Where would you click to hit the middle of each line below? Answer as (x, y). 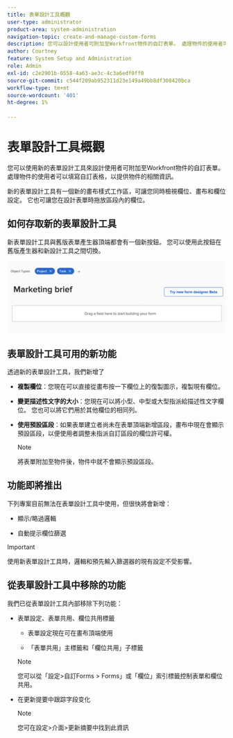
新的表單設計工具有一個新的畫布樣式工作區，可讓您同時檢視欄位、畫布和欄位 (116, 191)
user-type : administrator (44, 22)
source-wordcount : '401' (43, 95)
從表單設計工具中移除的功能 (67, 586)
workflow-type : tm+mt (38, 88)
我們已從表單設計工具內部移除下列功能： (65, 603)
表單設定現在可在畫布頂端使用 (70, 632)
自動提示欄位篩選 (42, 533)
